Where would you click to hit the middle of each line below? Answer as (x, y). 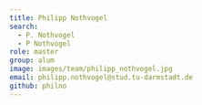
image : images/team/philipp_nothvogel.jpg (91, 69)
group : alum (32, 60)
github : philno (38, 86)
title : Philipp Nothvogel (58, 18)
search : (24, 26)
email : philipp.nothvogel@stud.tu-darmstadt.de (101, 78)
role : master (34, 52)
